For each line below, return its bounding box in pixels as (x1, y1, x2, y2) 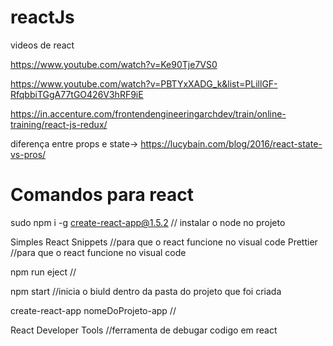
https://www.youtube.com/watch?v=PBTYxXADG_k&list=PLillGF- (10, 77, 278, 90)
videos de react (10, 39, 75, 51)
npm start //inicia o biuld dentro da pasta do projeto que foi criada (10, 285, 282, 297)
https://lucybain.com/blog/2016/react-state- (140, 137, 323, 150)
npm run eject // (10, 266, 77, 278)
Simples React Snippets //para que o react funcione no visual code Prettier (10, 236, 318, 248)
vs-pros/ (10, 148, 47, 160)
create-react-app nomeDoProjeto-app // (10, 304, 177, 316)
